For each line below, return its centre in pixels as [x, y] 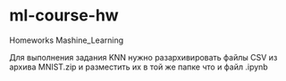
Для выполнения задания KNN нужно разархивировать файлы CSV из [143, 57]
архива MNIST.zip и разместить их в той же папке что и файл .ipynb [139, 67]
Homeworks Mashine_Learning [67, 40]
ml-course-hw [64, 16]
